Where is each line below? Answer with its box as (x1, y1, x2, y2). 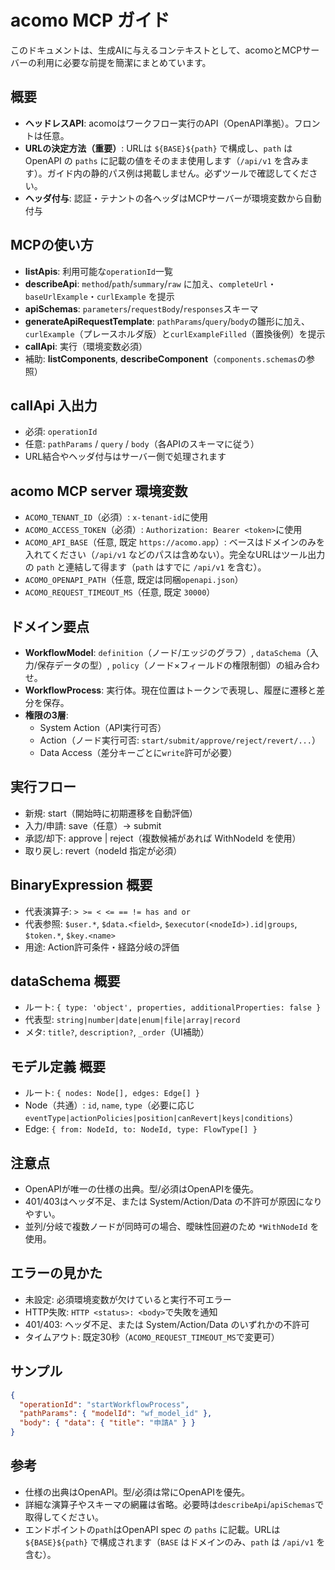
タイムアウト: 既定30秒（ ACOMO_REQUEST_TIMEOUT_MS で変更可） (24, 1331, 280, 1343)
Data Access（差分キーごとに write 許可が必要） (39, 747, 238, 758)
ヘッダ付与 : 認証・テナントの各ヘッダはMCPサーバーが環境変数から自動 (24, 192, 322, 204)
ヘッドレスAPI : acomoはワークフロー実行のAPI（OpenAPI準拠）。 (24, 117, 295, 129)
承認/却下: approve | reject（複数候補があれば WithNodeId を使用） (24, 832, 302, 844)
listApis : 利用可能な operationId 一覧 (24, 265, 173, 277)
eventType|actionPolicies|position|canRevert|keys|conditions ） (24, 1112, 299, 1124)
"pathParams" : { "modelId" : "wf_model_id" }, (19, 1409, 213, 1419)
